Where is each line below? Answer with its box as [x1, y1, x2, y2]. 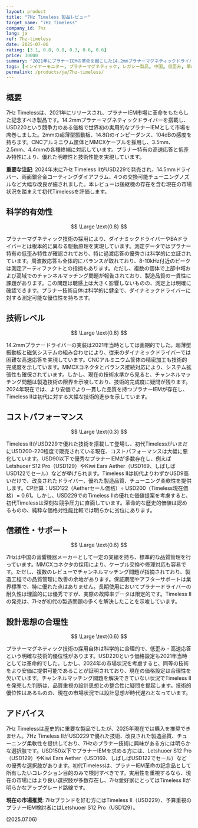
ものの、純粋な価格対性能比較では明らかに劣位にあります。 [11, 506, 156, 513]
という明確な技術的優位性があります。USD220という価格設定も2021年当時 [6, 653, 187, 660]
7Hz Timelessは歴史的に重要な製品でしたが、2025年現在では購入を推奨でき [6, 725, 192, 732]
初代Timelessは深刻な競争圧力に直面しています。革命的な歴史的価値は [6, 499, 177, 506]
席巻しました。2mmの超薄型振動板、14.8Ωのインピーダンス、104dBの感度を [6, 131, 192, 139]
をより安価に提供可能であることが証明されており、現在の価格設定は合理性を [6, 667, 192, 675]
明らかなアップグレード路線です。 [6, 784, 88, 791]
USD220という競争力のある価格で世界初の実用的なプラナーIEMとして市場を [6, 124, 190, 131]
